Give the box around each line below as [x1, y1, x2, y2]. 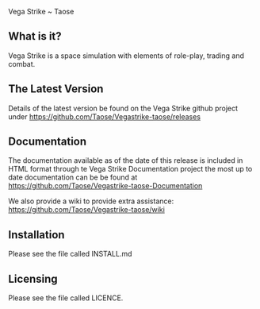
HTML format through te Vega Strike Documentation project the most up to [8, 164, 253, 174]
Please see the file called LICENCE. [8, 293, 124, 303]
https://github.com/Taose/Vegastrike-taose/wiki [8, 205, 165, 214]
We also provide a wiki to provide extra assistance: [8, 196, 174, 206]
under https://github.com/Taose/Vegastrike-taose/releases [8, 111, 201, 122]
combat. [8, 59, 36, 68]
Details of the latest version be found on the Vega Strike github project [8, 103, 239, 113]
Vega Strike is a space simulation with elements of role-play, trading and [8, 51, 244, 60]
